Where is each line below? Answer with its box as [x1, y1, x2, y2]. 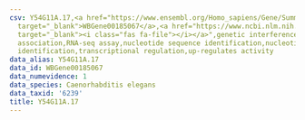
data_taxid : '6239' [9, 88, 84, 97]
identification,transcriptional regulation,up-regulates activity [17, 47, 274, 56]
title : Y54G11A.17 [9, 97, 79, 106]
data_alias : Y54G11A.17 [9, 55, 100, 64]
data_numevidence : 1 [9, 72, 88, 81]
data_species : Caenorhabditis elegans [9, 80, 156, 89]
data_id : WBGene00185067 [9, 64, 103, 73]
